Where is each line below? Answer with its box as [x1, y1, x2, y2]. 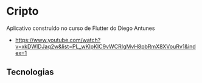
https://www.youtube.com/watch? [15, 36, 101, 43]
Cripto [6, 4, 39, 18]
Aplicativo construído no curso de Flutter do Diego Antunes [6, 24, 155, 32]
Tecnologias [6, 67, 54, 78]
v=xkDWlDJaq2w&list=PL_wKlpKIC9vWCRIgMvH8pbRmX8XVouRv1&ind [15, 43, 196, 50]
